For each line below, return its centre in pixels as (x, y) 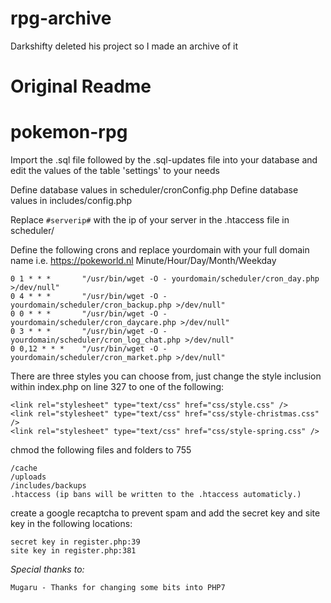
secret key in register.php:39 (75, 542)
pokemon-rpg (69, 132)
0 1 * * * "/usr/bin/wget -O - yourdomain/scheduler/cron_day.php (165, 279)
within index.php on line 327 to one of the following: (117, 387)
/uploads (28, 477)
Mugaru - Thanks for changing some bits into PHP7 (118, 588)
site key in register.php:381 (73, 551)
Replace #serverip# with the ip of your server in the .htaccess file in (150, 220)
